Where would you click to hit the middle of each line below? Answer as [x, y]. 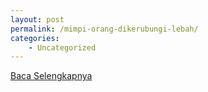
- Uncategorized [62, 47]
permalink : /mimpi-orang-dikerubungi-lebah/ [104, 29]
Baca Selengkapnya [51, 76]
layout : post [37, 19]
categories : [35, 38]
